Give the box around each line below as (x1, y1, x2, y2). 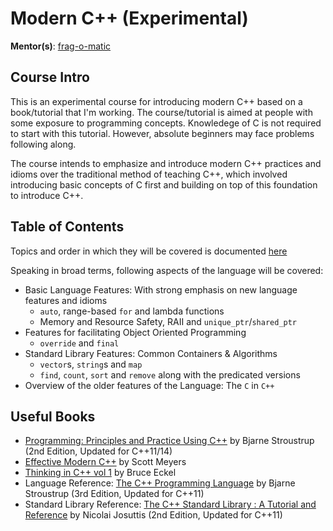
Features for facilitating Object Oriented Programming (24, 326, 247, 338)
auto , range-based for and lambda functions (39, 305, 225, 317)
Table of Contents (10, 218, 125, 236)
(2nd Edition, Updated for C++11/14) (24, 445, 173, 457)
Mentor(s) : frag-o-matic (10, 40, 112, 52)
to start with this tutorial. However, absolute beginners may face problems (10, 127, 315, 139)
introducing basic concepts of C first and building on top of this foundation (10, 178, 318, 191)
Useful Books (10, 408, 96, 425)
